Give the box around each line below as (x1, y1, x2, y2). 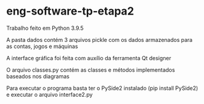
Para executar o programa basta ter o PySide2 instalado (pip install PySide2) (6, 84, 199, 92)
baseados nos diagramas (6, 72, 70, 80)
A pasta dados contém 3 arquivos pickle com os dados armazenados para (6, 36, 193, 43)
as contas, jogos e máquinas (6, 43, 78, 50)
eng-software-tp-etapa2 (6, 4, 135, 18)
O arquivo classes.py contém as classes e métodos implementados (6, 66, 175, 74)
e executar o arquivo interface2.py (6, 91, 93, 98)
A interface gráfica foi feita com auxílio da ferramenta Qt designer (6, 54, 172, 61)
